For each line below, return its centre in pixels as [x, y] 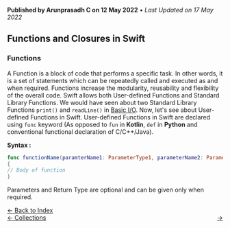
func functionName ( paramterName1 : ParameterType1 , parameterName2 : [105, 157]
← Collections [27, 218]
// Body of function [37, 170]
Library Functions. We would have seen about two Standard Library [102, 102]
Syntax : [19, 145]
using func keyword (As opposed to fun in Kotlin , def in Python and [102, 124]
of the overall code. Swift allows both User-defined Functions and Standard [113, 95]
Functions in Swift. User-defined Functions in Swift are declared [120, 117]
